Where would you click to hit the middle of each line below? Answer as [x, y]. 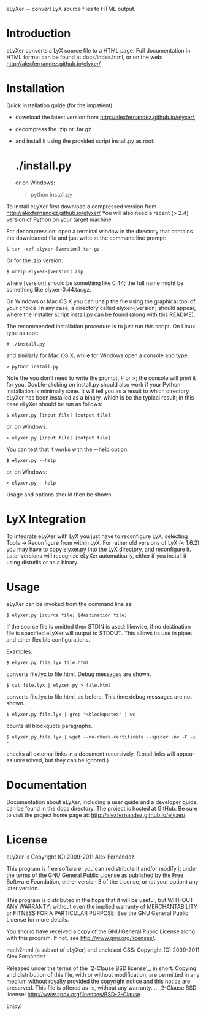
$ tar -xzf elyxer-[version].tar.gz [53, 249]
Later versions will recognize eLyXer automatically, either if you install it [97, 555]
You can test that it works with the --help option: [67, 449]
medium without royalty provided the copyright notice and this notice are [98, 981]
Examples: [19, 651]
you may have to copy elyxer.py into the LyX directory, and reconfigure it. [99, 549]
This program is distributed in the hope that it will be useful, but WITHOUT [100, 900]
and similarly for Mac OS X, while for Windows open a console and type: [98, 355]
